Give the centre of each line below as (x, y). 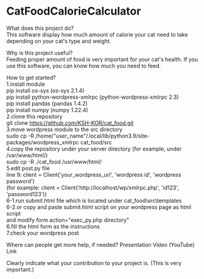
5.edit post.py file (28, 168)
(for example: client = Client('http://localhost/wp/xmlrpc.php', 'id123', (93, 188)
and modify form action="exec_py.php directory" (68, 220)
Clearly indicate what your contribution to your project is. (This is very (94, 263)
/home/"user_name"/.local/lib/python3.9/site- (93, 136)
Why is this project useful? (40, 52)
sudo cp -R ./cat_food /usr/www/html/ (54, 161)
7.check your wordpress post (43, 233)
